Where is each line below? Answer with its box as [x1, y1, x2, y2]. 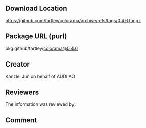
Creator [5, 60, 30, 69]
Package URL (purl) [5, 32, 67, 41]
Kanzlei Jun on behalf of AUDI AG [5, 73, 76, 80]
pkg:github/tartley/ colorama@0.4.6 [5, 45, 78, 51]
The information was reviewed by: [5, 101, 76, 107]
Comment [5, 116, 37, 124]
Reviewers [5, 88, 39, 96]
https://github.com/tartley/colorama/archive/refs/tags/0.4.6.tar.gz [5, 17, 141, 23]
